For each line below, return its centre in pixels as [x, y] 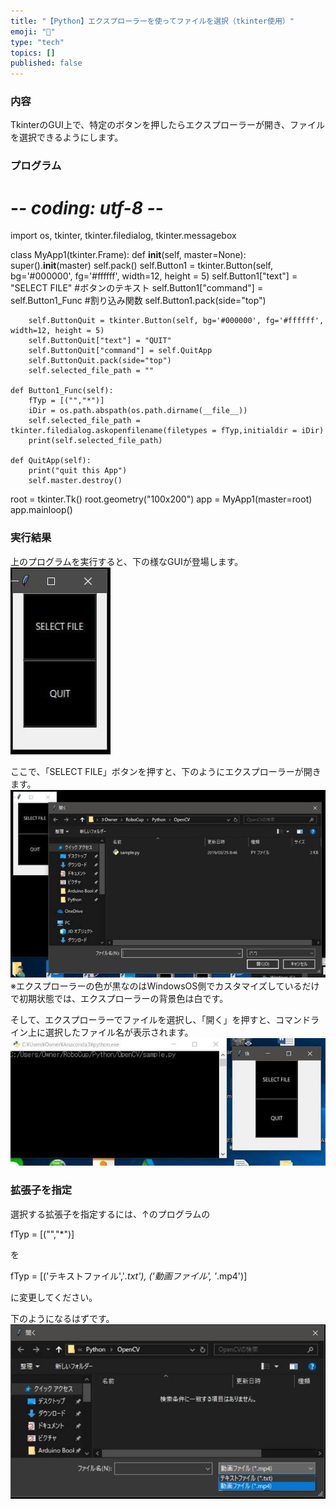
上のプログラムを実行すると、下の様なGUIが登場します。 [127, 561]
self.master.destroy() [75, 481]
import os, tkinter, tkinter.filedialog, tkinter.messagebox [123, 236]
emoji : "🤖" [33, 31]
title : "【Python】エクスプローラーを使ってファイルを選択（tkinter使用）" [152, 21]
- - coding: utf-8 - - [87, 207]
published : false [46, 63]
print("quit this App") [78, 471]
